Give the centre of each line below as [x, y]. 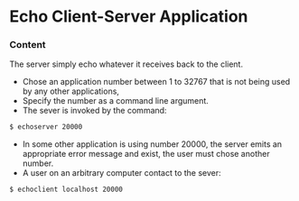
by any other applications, [71, 91]
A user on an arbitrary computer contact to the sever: [121, 173]
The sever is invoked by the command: [94, 111]
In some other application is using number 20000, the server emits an [152, 144]
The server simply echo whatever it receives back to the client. [126, 64]
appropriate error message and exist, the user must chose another [146, 154]
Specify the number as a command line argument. [116, 101]
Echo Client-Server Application [129, 17]
